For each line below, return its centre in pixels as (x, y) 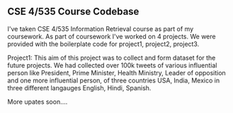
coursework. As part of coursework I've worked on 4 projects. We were (112, 36)
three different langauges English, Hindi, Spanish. (79, 87)
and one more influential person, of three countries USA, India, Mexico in (114, 80)
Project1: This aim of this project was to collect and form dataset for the (112, 58)
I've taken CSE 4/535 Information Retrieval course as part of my (100, 28)
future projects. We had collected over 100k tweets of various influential (112, 65)
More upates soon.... (38, 102)
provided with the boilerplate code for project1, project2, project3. (103, 44)
